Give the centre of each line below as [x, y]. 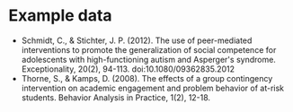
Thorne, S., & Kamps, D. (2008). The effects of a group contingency [147, 78]
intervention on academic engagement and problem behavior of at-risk [153, 88]
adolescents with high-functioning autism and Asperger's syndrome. [148, 59]
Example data [61, 16]
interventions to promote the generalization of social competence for [149, 49]
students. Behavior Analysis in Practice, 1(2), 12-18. [116, 97]
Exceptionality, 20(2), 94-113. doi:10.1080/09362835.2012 [128, 69]
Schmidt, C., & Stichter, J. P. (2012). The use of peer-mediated [137, 40]
